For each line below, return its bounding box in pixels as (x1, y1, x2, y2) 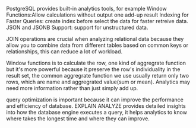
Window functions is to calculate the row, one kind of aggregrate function (6, 59, 186, 66)
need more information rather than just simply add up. (6, 85, 138, 91)
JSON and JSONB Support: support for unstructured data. (6, 24, 148, 31)
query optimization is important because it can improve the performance (6, 96, 184, 103)
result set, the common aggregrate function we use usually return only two (6, 72, 189, 79)
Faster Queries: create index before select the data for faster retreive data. (6, 18, 188, 24)
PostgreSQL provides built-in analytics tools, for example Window (6, 5, 167, 12)
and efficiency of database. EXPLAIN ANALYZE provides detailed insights (6, 103, 186, 109)
